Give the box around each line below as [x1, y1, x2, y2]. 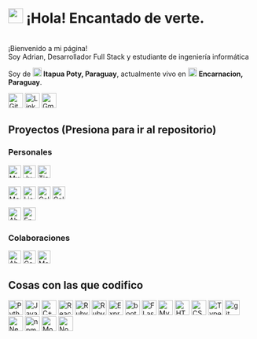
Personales [8, 147, 53, 158]
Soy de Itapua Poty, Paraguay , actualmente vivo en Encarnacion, [8, 69, 244, 78]
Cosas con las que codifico [8, 279, 144, 292]
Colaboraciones [8, 232, 71, 243]
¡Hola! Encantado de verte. [26, 9, 204, 27]
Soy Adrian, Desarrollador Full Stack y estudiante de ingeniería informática [8, 52, 249, 61]
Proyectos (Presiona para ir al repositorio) [8, 123, 217, 137]
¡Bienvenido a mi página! [8, 43, 88, 53]
